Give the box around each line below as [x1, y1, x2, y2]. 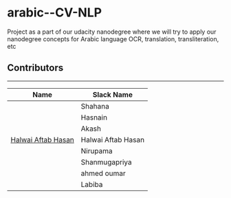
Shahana [80, 101, 110, 111]
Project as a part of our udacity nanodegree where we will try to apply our [7, 27, 217, 36]
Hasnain [80, 112, 108, 122]
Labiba [80, 179, 103, 189]
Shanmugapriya [80, 157, 132, 166]
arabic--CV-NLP [7, 5, 102, 21]
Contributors [7, 62, 64, 74]
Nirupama [80, 146, 113, 155]
